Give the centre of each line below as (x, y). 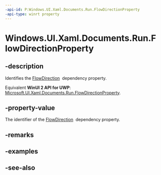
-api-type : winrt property (32, 14)
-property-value (30, 108)
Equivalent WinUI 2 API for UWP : (38, 87)
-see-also (20, 168)
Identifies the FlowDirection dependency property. (56, 78)
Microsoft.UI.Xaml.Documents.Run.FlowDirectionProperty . (63, 92)
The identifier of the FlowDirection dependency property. (63, 120)
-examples (22, 151)
